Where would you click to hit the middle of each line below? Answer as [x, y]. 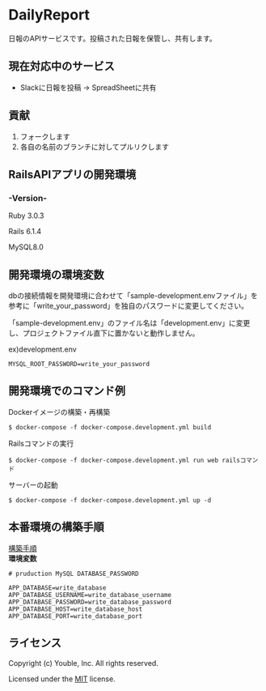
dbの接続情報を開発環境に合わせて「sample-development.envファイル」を [133, 296]
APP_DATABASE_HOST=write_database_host [76, 609]
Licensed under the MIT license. [62, 679]
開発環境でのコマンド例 [67, 391]
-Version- [28, 198]
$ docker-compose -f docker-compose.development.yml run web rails [125, 460]
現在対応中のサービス [61, 66]
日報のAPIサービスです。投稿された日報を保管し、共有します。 [112, 38]
